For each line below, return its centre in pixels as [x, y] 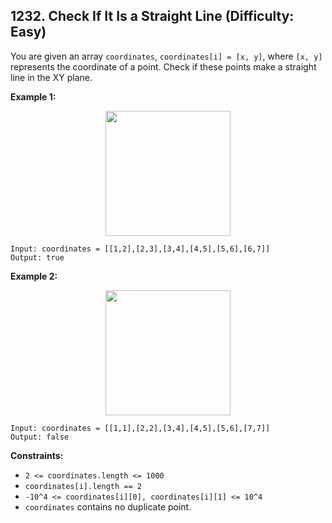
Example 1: [33, 96]
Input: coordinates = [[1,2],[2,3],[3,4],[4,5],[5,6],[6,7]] [140, 249]
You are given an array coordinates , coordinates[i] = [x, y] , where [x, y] [166, 56]
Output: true [37, 257]
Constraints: [37, 455]
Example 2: [34, 276]
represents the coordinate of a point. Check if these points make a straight [163, 66]
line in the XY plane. [51, 77]
